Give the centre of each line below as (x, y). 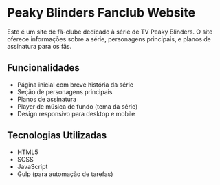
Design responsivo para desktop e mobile (76, 113)
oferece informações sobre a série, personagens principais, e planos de (109, 39)
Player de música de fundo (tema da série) (77, 106)
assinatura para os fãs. (40, 46)
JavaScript (32, 166)
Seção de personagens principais (65, 91)
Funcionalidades (44, 68)
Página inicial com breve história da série (75, 85)
